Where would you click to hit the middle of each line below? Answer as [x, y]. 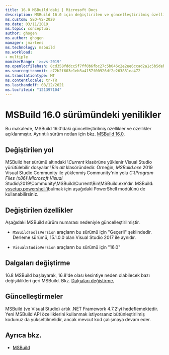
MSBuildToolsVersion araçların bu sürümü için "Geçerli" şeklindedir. [82, 232]
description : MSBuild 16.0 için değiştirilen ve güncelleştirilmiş [77, 15]
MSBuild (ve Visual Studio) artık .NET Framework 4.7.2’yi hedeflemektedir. [82, 309]
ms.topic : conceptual [28, 29]
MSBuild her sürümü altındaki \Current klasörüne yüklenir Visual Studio [79, 162]
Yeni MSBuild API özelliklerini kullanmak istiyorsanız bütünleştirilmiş [75, 314]
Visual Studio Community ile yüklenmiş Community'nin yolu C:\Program [79, 173]
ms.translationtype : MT [30, 76]
